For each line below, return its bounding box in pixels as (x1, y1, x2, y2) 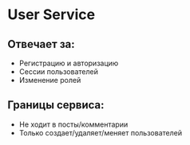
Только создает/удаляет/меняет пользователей (18, 127, 183, 137)
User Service (7, 6, 96, 24)
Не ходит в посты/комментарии (18, 120, 129, 129)
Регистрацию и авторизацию (18, 58, 119, 68)
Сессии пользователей (18, 67, 99, 76)
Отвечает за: (7, 37, 75, 51)
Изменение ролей (18, 76, 81, 84)
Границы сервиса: (7, 98, 105, 112)
